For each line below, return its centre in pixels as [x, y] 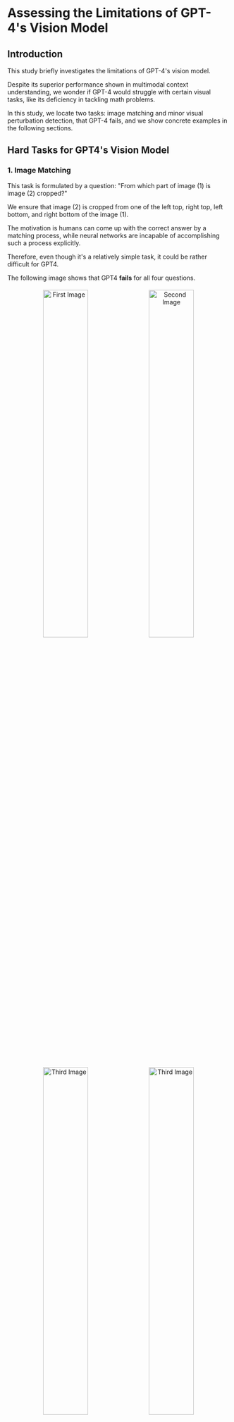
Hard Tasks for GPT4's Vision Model [88, 150]
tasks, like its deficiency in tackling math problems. [81, 99]
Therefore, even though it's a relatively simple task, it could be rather [107, 256]
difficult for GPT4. [33, 264]
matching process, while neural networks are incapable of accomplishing [113, 235]
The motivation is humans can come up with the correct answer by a [107, 228]
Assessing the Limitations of [93, 13]
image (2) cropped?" [37, 193]
